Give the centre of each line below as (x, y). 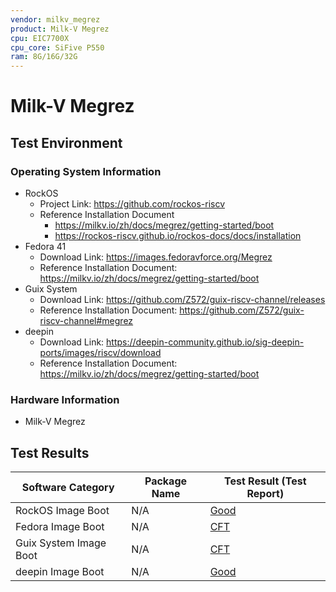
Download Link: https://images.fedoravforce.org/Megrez (156, 257)
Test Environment (66, 142)
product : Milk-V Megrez (60, 29)
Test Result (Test (265, 481)
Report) (265, 494)
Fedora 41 (45, 246)
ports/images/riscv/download (100, 352)
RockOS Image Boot (62, 511)
